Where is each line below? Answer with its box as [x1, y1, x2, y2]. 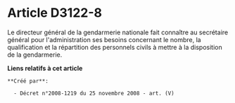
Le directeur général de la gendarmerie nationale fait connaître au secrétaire [7, 28, 229, 36]
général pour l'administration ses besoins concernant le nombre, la [7, 35, 202, 43]
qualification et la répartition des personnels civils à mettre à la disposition [7, 43, 223, 51]
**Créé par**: [7, 77, 49, 85]
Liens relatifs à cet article [7, 64, 83, 72]
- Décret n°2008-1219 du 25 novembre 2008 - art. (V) [13, 90, 174, 97]
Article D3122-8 [7, 5, 103, 21]
